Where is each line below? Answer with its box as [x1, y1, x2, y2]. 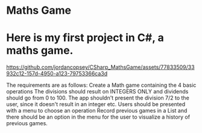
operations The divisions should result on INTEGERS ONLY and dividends [6, 88, 189, 95]
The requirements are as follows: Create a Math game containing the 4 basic [6, 81, 197, 89]
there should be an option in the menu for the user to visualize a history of [6, 113, 191, 120]
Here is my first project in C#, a [6, 31, 165, 45]
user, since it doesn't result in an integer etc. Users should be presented [6, 101, 186, 108]
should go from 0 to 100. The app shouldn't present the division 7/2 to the [6, 94, 190, 102]
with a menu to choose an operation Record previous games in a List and [6, 107, 188, 114]
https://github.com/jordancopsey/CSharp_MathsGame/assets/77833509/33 [6, 64, 195, 71]
